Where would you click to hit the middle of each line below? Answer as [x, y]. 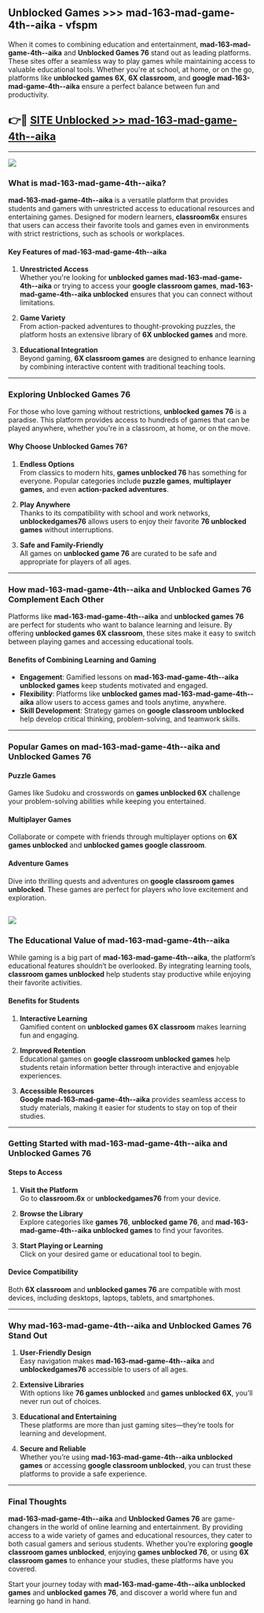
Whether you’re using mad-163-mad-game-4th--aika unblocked [126, 1457]
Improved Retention [53, 1050]
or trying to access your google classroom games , [136, 286]
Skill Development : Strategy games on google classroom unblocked [132, 711]
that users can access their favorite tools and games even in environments [129, 225]
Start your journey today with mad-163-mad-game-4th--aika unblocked [127, 1585]
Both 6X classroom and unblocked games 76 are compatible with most [125, 1289]
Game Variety [42, 318]
